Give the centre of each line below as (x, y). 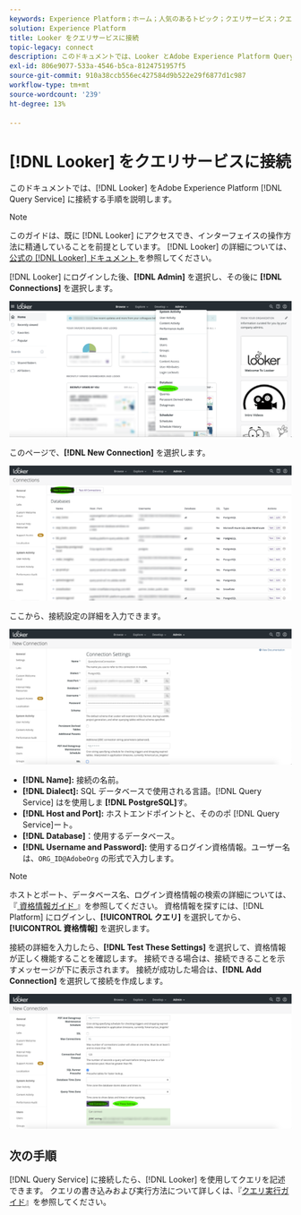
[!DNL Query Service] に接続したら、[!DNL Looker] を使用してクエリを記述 (147, 1179)
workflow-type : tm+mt (50, 85)
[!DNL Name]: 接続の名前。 (73, 780)
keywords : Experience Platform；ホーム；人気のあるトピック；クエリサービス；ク (147, 19)
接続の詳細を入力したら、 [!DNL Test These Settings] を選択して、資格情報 (148, 947)
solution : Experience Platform (68, 28)
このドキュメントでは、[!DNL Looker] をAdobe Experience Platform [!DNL (146, 188)
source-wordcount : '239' (56, 94)
